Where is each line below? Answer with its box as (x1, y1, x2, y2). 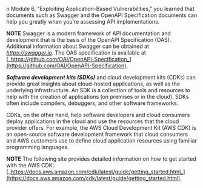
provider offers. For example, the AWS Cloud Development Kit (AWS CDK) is (6, 124, 196, 131)
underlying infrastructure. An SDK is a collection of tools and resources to (6, 87, 191, 93)
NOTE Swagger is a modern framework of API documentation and (6, 30, 171, 37)
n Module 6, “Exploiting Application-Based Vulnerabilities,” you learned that (6, 5, 195, 12)
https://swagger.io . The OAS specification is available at (6, 49, 147, 56)
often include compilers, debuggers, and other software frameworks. (6, 99, 179, 107)
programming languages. (6, 144, 69, 150)
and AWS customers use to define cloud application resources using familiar (6, 137, 197, 144)
